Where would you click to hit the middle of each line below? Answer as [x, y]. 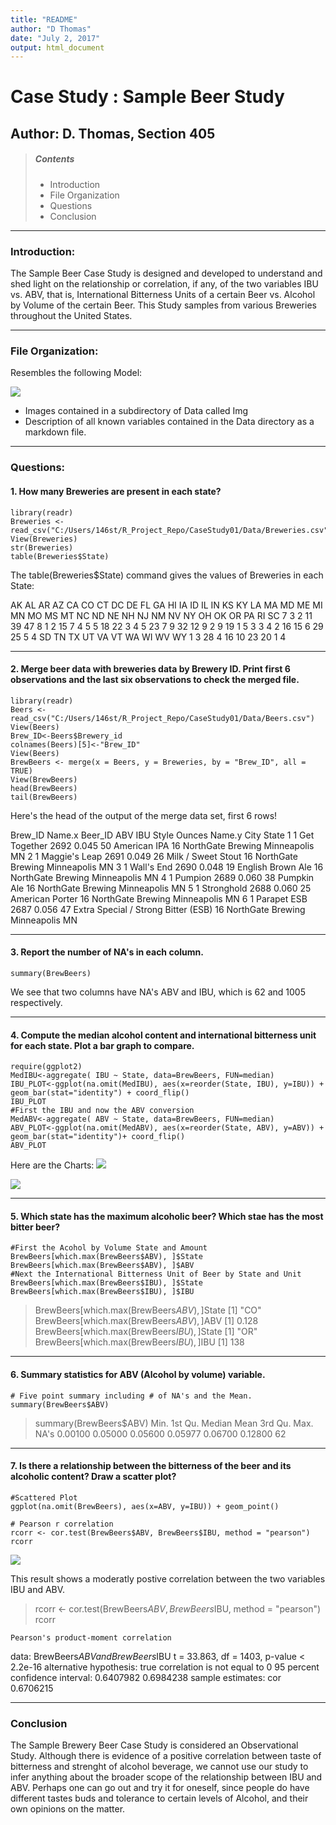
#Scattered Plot [44, 1497]
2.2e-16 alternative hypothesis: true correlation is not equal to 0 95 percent [165, 1667]
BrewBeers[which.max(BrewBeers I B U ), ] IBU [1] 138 [139, 1342]
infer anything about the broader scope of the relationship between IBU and [166, 1777]
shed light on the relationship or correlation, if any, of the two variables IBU [164, 284]
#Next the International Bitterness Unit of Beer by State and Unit [156, 1274]
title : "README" [44, 19]
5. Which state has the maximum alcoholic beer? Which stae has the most [167, 1216]
